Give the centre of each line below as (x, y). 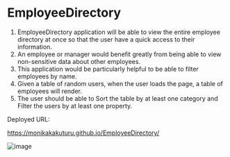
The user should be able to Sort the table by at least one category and (118, 98)
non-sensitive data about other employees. (79, 61)
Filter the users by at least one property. (75, 106)
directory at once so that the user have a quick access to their (106, 39)
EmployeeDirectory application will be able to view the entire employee (119, 32)
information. (34, 47)
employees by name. (47, 76)
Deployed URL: (28, 119)
